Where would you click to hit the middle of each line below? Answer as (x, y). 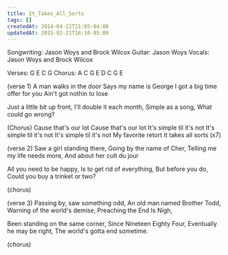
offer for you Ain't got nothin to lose (58, 94)
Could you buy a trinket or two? (52, 176)
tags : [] (20, 20)
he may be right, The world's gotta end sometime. (78, 231)
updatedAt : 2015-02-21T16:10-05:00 (58, 33)
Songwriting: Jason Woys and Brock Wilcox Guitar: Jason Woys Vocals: (108, 52)
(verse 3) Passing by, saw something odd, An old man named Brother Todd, (114, 203)
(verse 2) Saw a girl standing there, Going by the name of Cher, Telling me (112, 148)
